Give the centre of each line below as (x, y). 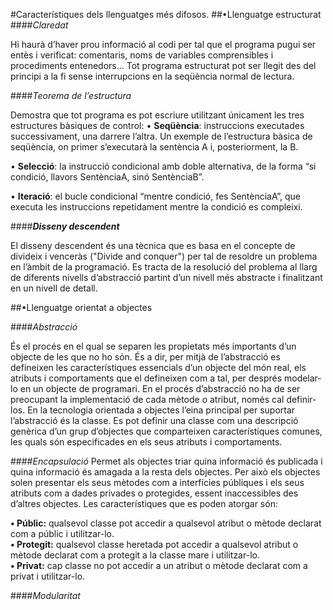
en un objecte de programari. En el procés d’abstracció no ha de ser (160, 388)
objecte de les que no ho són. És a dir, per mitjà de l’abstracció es (145, 357)
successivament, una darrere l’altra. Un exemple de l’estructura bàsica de (161, 136)
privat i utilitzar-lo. (48, 576)
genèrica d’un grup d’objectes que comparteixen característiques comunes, (166, 431)
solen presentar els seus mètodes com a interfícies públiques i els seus (157, 482)
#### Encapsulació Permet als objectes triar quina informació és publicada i (166, 461)
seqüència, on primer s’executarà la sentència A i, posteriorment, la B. (154, 147)
